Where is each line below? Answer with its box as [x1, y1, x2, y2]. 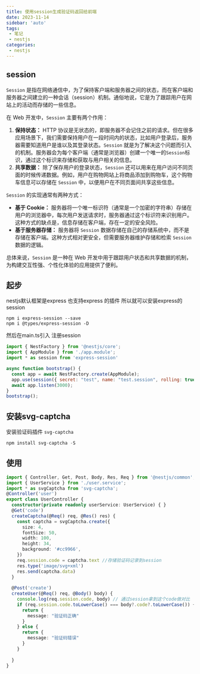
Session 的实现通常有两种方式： [6, 191, 85, 198]
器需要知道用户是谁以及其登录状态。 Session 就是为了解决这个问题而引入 [14, 141, 192, 148]
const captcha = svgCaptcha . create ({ [17, 518, 111, 524]
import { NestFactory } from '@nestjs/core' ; [6, 344, 121, 350]
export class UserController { [6, 496, 84, 502]
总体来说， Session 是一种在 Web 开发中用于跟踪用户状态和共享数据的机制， [6, 254, 192, 261]
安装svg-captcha [6, 411, 71, 421]
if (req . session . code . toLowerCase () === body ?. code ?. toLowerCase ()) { [17, 601, 196, 608]
